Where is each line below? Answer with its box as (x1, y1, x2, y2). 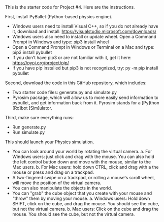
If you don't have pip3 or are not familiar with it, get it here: (12, 55, 132, 61)
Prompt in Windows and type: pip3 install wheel (12, 39, 109, 45)
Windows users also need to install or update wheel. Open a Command (12, 34, 157, 39)
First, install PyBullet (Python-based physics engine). (5, 14, 113, 19)
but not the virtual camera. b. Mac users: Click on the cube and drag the (12, 206, 159, 212)
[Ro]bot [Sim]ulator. (12, 105, 53, 111)
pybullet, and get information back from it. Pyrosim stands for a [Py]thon (12, 100, 160, 105)
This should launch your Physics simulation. (5, 139, 94, 145)
